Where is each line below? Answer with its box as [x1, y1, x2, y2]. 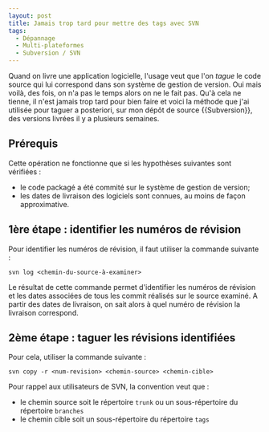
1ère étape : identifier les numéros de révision [8, 222, 242, 237]
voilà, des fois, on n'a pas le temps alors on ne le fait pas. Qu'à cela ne [8, 88, 242, 97]
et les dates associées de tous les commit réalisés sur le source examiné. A [8, 291, 259, 300]
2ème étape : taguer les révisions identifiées [8, 331, 236, 345]
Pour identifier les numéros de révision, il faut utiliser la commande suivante [8, 244, 259, 254]
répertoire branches [19, 406, 84, 416]
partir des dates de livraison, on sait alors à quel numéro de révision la [8, 299, 241, 309]
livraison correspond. [8, 308, 79, 317]
